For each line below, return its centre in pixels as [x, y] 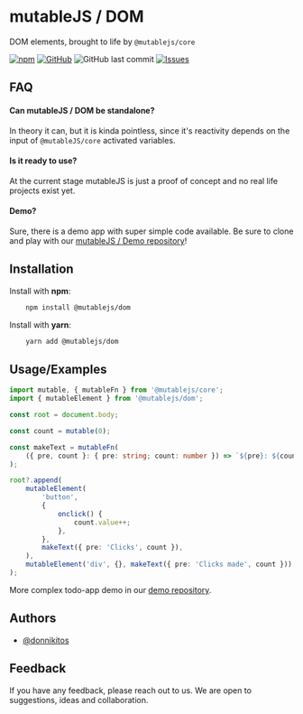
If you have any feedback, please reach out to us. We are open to [131, 690]
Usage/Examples [58, 369]
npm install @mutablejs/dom [78, 307]
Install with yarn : [41, 325]
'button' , [60, 497]
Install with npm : [40, 291]
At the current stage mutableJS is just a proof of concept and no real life [143, 181]
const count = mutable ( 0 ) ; [60, 431]
